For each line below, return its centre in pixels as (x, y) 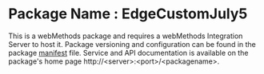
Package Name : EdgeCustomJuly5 (128, 14)
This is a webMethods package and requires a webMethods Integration (126, 36)
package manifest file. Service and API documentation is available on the (128, 53)
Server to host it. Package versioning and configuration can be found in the (132, 44)
